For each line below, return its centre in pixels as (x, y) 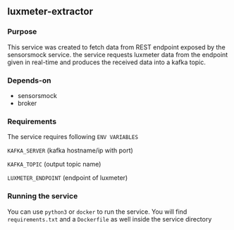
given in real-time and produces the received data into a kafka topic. (107, 62)
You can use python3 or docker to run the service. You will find (97, 212)
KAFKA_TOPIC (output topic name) (54, 164)
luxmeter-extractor (50, 12)
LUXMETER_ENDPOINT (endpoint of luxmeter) (68, 178)
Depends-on (29, 80)
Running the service (43, 196)
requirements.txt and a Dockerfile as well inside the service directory (110, 219)
